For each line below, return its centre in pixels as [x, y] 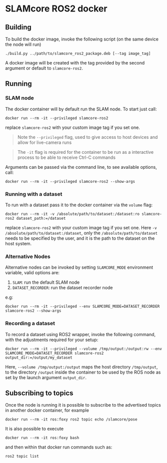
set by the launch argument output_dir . [46, 377]
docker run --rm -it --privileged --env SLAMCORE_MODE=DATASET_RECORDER [82, 307]
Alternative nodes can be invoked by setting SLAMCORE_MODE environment [79, 267]
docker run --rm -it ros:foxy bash [42, 438]
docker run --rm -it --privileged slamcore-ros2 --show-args [70, 181]
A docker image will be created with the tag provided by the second [75, 63]
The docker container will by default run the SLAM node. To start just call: [81, 109]
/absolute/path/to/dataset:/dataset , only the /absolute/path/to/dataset [81, 233]
